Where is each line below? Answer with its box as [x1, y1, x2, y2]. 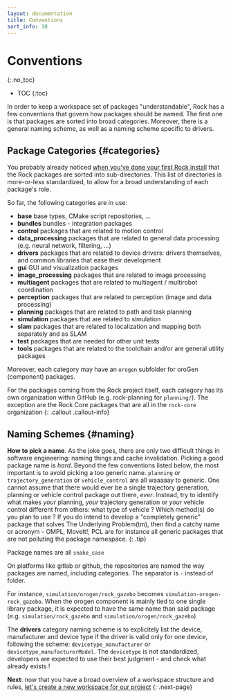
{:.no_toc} [7, 75, 35, 84]
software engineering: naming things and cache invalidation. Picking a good [7, 454, 223, 462]
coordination [17, 285, 54, 294]
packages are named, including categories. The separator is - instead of [7, 569, 214, 577]
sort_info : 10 [7, 23, 48, 30]
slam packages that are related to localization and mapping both [17, 323, 201, 331]
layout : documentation [7, 10, 73, 17]
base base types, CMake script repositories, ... [17, 212, 151, 220]
